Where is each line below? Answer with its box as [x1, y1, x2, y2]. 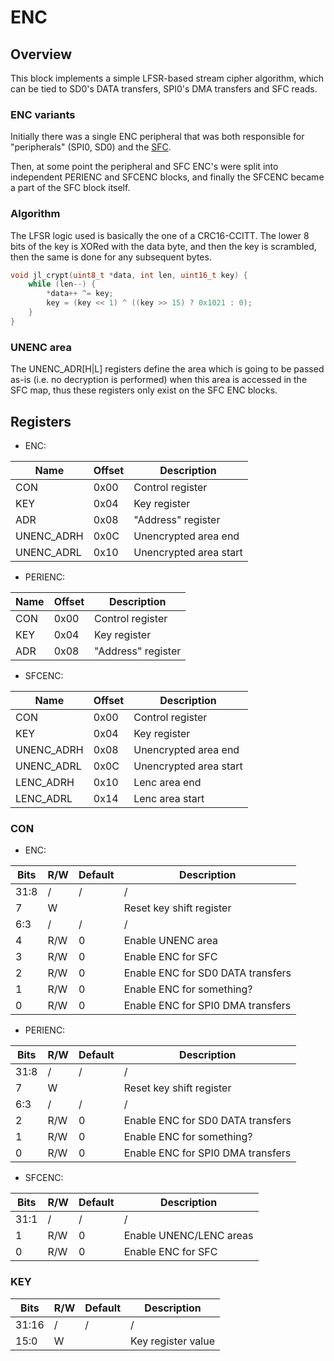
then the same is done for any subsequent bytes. [10, 251, 212, 263]
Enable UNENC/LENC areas [123, 1229, 254, 1243]
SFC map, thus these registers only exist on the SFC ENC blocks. [10, 384, 278, 396]
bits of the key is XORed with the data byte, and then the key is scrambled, [10, 240, 317, 252]
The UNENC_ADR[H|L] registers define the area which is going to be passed [10, 363, 325, 375]
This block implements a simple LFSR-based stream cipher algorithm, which [10, 72, 324, 84]
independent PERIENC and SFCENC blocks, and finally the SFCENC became [10, 171, 325, 183]
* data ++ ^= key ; [46, 289, 114, 299]
